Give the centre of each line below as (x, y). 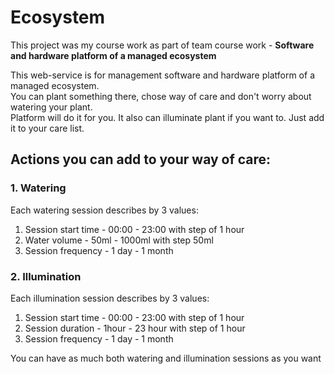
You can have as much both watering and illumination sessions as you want (166, 358)
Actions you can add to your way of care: (141, 159)
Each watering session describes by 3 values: (104, 210)
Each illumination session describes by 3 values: (110, 298)
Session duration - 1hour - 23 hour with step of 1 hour (135, 328)
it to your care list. (47, 128)
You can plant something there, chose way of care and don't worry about (161, 96)
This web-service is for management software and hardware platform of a (162, 75)
